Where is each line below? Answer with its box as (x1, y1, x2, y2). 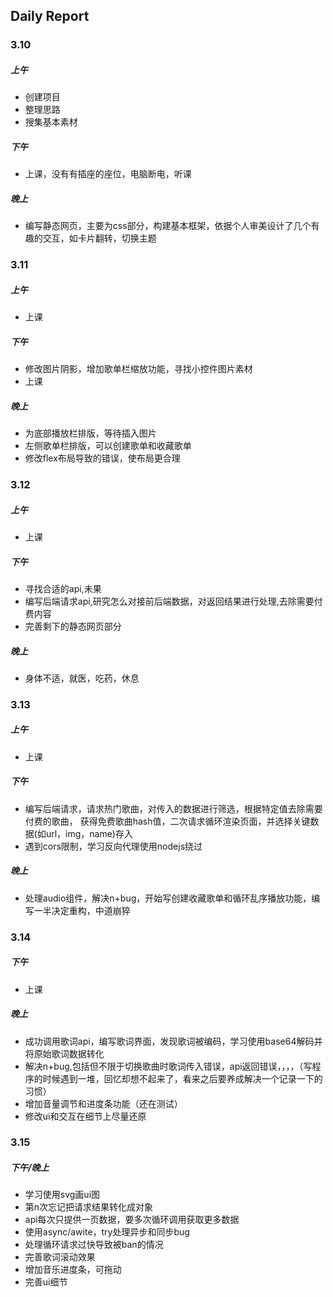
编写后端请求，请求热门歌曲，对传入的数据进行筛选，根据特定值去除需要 (24, 802, 323, 814)
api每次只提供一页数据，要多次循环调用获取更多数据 (24, 1214, 240, 1226)
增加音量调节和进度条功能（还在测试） (24, 1097, 183, 1109)
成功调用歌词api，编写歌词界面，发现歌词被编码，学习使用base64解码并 (24, 1035, 323, 1047)
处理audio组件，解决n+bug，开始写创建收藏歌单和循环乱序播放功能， (24, 892, 312, 904)
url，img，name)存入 (45, 827, 133, 839)
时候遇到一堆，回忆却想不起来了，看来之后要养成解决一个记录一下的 (42, 1072, 323, 1084)
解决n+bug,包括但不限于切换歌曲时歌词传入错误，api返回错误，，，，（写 (24, 1060, 313, 1072)
